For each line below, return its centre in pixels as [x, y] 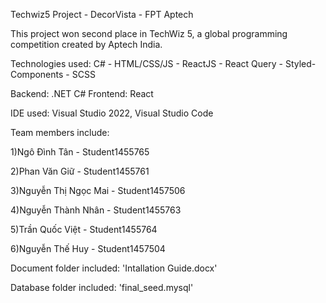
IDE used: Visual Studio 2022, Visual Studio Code [112, 113]
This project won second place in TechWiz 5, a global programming [149, 33]
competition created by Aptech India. [86, 44]
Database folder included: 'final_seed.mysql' [102, 287]
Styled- [300, 63]
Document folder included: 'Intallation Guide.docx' [114, 268]
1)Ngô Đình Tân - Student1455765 [80, 152]
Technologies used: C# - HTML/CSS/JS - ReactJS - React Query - [146, 63]
